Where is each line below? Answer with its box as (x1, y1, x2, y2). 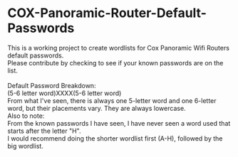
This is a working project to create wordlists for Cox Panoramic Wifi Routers (7, 43, 230, 52)
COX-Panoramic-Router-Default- (7, 5, 207, 21)
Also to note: (7, 112, 45, 120)
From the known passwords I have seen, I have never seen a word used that (7, 119, 231, 127)
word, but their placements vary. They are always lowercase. (7, 104, 187, 112)
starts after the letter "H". (7, 126, 81, 135)
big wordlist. (7, 141, 44, 150)
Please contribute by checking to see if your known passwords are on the (7, 58, 224, 67)
